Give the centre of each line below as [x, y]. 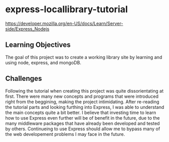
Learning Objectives [38, 45]
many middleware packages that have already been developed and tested [82, 123]
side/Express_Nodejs [27, 29]
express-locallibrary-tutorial [66, 9]
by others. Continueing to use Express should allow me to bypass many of [83, 129]
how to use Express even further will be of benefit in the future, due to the [82, 118]
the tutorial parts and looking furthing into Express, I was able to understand [85, 107]
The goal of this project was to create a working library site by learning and [84, 57]
